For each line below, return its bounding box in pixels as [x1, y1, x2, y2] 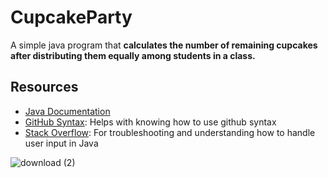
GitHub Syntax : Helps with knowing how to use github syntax [24, 116, 277, 128]
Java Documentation [24, 105, 111, 117]
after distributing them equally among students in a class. [10, 49, 256, 61]
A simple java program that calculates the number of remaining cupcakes [10, 39, 318, 51]
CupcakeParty [10, 6, 133, 29]
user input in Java [24, 137, 99, 149]
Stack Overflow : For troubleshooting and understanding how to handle [24, 126, 316, 138]
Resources [10, 79, 79, 96]
